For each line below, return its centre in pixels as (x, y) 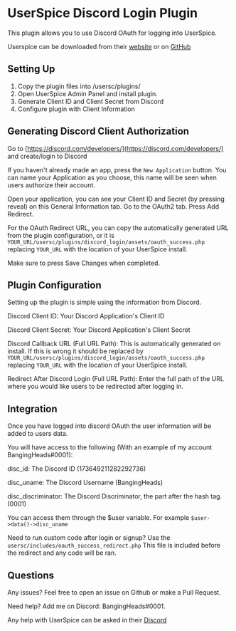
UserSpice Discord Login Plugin (102, 13)
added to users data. (38, 434)
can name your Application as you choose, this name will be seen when (112, 177)
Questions (31, 575)
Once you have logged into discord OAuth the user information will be (109, 426)
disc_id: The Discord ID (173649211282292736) (77, 469)
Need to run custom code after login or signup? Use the (89, 538)
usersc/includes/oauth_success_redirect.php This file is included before (114, 546)
